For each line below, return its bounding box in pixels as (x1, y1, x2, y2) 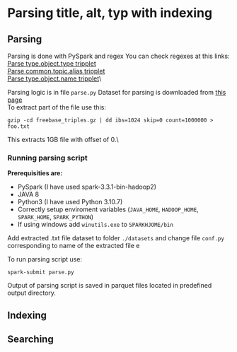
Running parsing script (7, 153, 88, 163)
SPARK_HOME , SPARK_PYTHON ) (17, 213, 94, 221)
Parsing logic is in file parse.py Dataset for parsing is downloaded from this (7, 88, 226, 96)
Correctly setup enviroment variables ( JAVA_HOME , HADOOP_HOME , (17, 205, 200, 213)
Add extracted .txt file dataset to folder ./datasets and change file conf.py (7, 234, 225, 242)
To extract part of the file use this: (7, 103, 106, 111)
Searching (7, 334, 54, 346)
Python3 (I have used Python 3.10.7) (17, 198, 123, 206)
